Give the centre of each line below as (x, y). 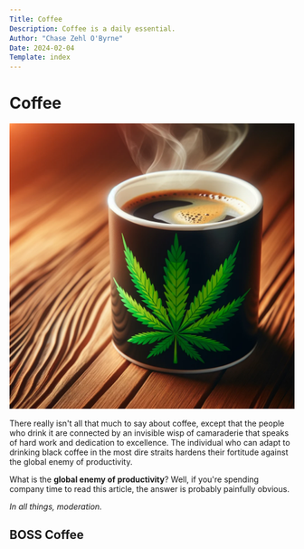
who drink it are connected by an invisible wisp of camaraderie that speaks (149, 433)
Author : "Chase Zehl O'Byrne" (66, 38)
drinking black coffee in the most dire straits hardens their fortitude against (149, 452)
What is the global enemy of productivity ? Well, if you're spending (134, 479)
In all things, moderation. (56, 506)
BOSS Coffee (47, 535)
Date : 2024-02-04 (42, 48)
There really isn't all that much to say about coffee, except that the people (147, 424)
